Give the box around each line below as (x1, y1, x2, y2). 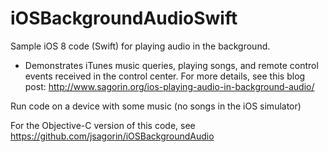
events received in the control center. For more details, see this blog (24, 70, 306, 82)
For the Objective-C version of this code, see (10, 119, 196, 131)
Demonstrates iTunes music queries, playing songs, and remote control (24, 59, 319, 71)
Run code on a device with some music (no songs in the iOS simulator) (10, 100, 302, 112)
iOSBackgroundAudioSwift (10, 7, 238, 30)
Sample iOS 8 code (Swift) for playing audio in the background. (10, 40, 271, 52)
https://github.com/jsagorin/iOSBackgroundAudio (10, 130, 215, 142)
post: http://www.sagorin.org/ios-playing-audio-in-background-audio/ (24, 80, 315, 92)
